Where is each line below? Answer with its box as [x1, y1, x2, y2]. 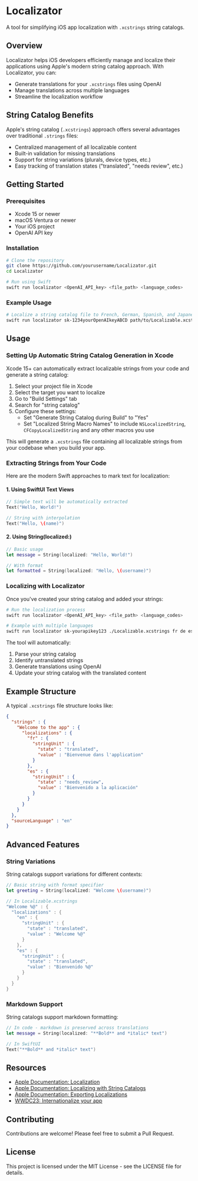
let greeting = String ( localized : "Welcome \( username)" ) [6, 887, 151, 894]
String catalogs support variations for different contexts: [6, 871, 143, 878]
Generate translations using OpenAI [14, 663, 102, 670]
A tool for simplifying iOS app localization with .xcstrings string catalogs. [6, 24, 184, 31]
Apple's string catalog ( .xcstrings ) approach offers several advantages [6, 126, 180, 133]
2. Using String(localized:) [6, 533, 72, 541]
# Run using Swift [6, 279, 51, 285]
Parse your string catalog [14, 650, 77, 657]
